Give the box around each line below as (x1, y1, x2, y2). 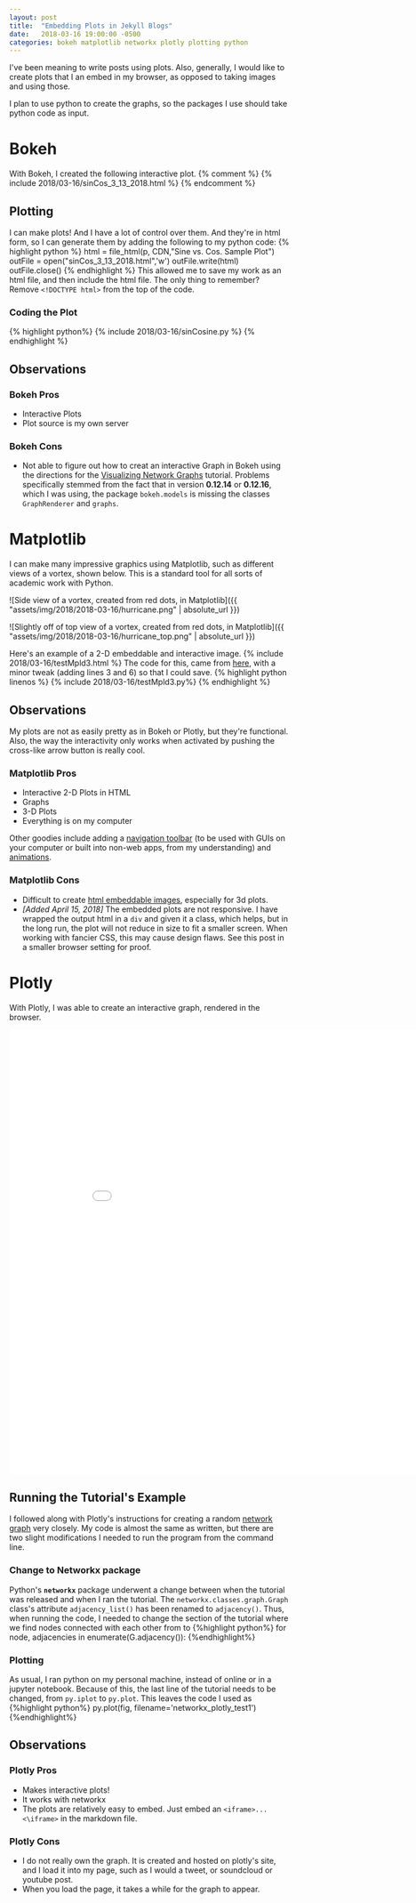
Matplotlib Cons (9, 874, 80, 886)
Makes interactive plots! (21, 1785, 110, 1795)
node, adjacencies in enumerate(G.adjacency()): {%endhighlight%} (9, 1632, 256, 1642)
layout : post (9, 12, 58, 22)
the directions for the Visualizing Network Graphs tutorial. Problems (21, 470, 270, 480)
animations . (9, 851, 52, 863)
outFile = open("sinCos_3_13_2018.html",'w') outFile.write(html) (9, 255, 239, 266)
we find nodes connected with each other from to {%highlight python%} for (9, 1622, 287, 1633)
